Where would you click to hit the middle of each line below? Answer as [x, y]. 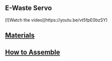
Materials [20, 36]
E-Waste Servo [28, 8]
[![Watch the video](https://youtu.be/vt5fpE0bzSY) [56, 20]
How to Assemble [33, 52]
